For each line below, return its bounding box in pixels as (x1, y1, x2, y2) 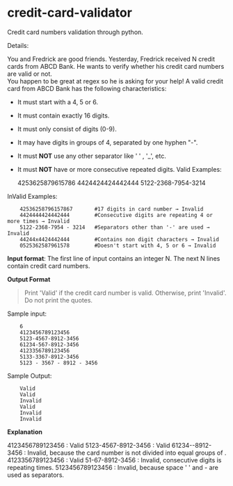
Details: (7, 41, 29, 49)
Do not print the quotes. (24, 295, 93, 304)
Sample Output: (7, 371, 52, 380)
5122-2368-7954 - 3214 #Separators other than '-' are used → (19, 224, 210, 231)
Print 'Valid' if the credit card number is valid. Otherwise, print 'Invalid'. (24, 289, 227, 297)
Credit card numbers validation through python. (7, 28, 144, 36)
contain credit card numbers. (7, 261, 90, 270)
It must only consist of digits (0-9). (17, 124, 117, 133)
